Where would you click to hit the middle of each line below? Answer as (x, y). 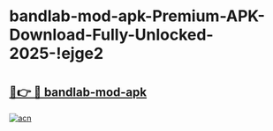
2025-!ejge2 (57, 54)
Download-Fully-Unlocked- (111, 35)
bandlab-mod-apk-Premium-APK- (137, 16)
